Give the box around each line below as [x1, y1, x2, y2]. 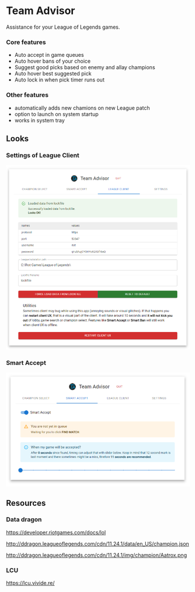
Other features [6, 91, 49, 99]
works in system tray [14, 117, 65, 124]
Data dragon [6, 515, 42, 523]
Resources [6, 498, 46, 508]
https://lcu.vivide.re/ [6, 580, 55, 587]
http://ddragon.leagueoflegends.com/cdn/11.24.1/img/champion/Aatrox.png [6, 552, 187, 559]
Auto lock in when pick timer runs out [14, 76, 105, 83]
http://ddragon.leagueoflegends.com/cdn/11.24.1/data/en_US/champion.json [6, 540, 190, 547]
